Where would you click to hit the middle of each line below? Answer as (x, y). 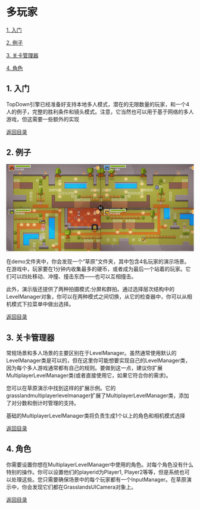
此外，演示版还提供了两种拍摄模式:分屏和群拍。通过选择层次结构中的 (90, 289)
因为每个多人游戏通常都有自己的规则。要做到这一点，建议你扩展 (84, 367)
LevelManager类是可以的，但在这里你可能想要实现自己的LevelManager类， (99, 360)
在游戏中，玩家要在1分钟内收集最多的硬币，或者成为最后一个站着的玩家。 (96, 269)
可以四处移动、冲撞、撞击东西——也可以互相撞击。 (74, 277)
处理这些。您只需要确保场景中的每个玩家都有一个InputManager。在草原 (99, 479)
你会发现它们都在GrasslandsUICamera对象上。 (79, 487)
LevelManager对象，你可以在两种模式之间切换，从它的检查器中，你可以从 (97, 297)
